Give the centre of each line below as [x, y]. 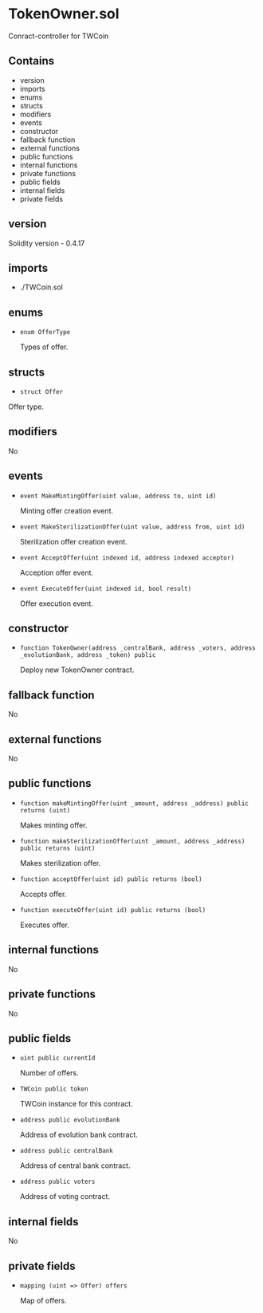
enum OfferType [45, 332]
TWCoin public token [54, 1089]
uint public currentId [57, 1058]
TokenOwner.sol [64, 14]
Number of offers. [49, 1073]
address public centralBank [66, 1151]
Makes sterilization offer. [60, 863]
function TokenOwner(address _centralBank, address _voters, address [138, 648]
